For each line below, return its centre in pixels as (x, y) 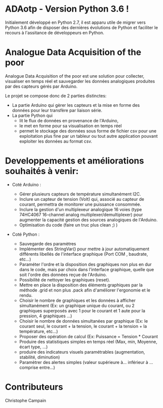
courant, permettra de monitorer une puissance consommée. (80, 204)
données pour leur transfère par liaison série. (57, 110)
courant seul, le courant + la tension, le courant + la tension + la (83, 326)
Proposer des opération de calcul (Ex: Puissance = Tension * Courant (89, 336)
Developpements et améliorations (74, 161)
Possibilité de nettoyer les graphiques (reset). (65, 279)
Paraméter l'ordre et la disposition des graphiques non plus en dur (85, 264)
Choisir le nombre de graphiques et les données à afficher (77, 300)
